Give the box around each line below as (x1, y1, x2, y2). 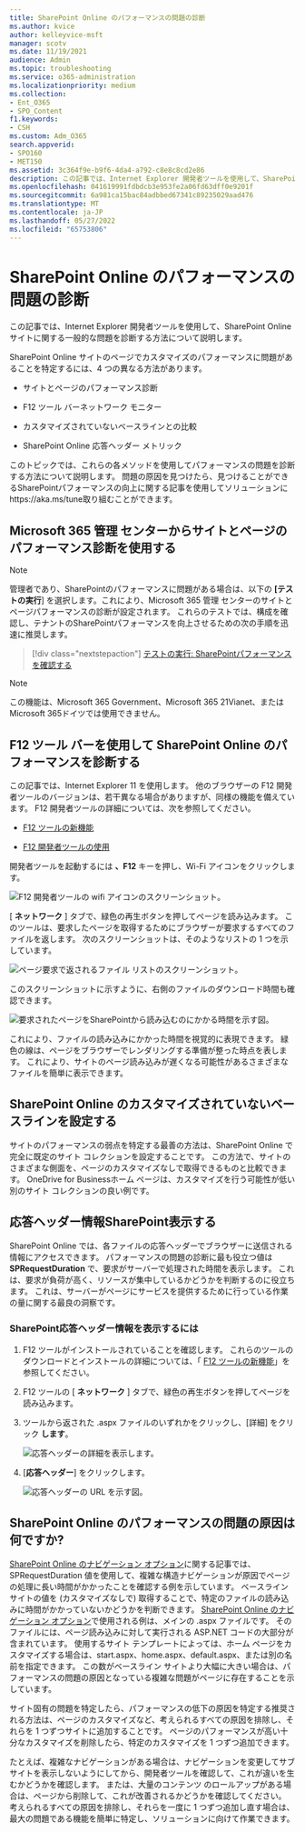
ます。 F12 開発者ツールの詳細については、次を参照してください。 (9, 803, 256, 814)
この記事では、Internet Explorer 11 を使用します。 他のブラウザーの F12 (9, 780, 275, 791)
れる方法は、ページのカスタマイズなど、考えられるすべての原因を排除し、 (9, 1714, 287, 1725)
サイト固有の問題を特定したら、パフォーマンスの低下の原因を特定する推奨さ (9, 1702, 296, 1714)
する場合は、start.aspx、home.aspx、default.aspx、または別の (48, 1649, 285, 1660)
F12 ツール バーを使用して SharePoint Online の (9, 737, 276, 753)
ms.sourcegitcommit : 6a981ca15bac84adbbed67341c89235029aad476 (9, 191, 254, 200)
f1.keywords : (9, 115, 59, 124)
